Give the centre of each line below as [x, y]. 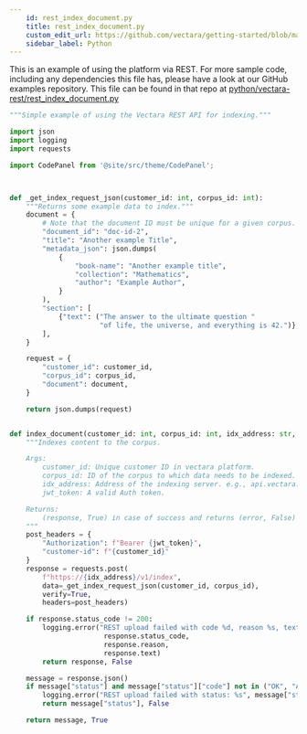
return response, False [87, 662]
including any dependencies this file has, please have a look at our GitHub [149, 80]
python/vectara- [259, 89]
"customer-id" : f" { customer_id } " [106, 552]
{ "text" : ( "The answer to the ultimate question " [157, 316]
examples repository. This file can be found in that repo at [118, 89]
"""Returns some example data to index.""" [110, 207]
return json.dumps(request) [79, 409]
